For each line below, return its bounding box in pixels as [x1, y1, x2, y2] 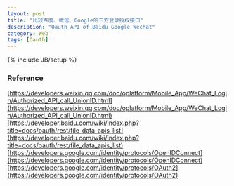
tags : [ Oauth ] [7, 36, 49, 44]
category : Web [7, 29, 49, 37]
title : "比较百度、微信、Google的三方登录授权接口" [7, 17, 144, 24]
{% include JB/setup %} [7, 55, 77, 64]
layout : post [7, 10, 46, 18]
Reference [7, 73, 44, 83]
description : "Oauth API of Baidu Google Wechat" [7, 23, 156, 30]
